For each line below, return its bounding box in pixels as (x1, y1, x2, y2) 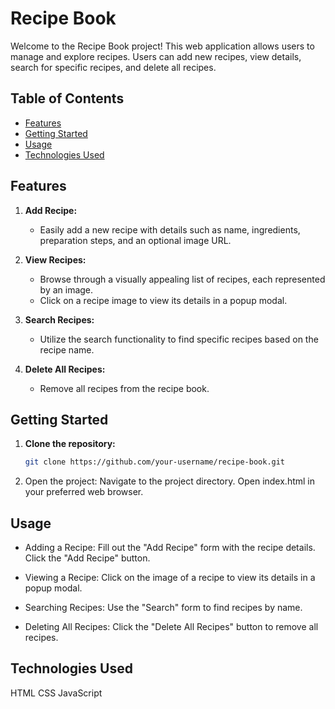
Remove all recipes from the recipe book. (39, 382, 210, 394)
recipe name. (39, 343, 95, 356)
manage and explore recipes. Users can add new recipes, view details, (10, 50, 302, 62)
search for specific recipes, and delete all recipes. (10, 61, 217, 73)
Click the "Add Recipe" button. (24, 552, 151, 564)
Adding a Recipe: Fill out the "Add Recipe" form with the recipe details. (24, 542, 316, 554)
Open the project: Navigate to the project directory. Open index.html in (24, 475, 315, 487)
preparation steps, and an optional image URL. (39, 234, 232, 246)
